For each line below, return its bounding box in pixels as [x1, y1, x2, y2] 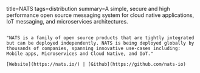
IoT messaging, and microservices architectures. [6, 18, 129, 25]
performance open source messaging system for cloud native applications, [6, 11, 195, 19]
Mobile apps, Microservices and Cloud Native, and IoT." [6, 51, 154, 57]
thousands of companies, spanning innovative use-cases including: [6, 45, 181, 51]
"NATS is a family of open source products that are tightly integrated [6, 35, 195, 41]
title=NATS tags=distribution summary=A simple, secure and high [6, 5, 170, 12]
